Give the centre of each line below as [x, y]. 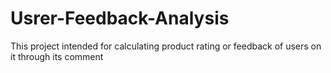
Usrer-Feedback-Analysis [120, 18]
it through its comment [57, 56]
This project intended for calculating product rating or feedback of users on [166, 46]
